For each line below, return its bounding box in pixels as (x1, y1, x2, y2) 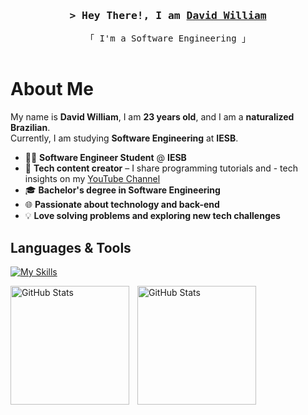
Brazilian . (10, 122, 51, 134)
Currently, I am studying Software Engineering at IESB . (10, 132, 239, 144)
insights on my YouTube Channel (24, 173, 161, 185)
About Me (10, 78, 94, 101)
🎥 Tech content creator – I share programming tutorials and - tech (24, 162, 298, 174)
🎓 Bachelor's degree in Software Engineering (24, 184, 221, 196)
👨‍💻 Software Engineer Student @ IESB (24, 152, 187, 164)
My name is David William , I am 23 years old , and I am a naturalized (10, 111, 295, 123)
